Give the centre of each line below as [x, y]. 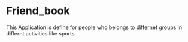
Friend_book [38, 11]
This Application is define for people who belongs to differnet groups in [94, 27]
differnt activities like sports [40, 33]
